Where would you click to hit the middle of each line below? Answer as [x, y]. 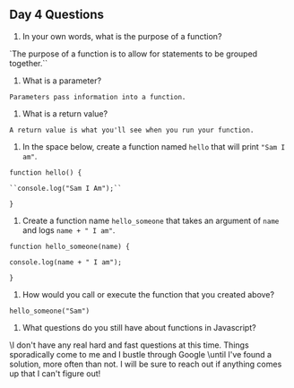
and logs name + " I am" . [69, 230]
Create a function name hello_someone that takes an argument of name [151, 220]
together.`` [29, 63]
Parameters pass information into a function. [98, 97]
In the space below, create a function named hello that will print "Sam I [154, 146]
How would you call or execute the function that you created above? [148, 294]
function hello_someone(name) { [69, 246]
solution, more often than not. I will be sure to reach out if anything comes [146, 364]
